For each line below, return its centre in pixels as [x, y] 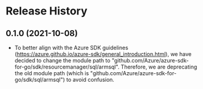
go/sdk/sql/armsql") [40, 80]
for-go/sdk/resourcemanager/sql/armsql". [67, 67]
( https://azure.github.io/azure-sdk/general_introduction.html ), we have [103, 54]
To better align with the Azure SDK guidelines [71, 48]
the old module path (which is [52, 73]
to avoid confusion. [90, 80]
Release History [46, 11]
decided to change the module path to [62, 60]
